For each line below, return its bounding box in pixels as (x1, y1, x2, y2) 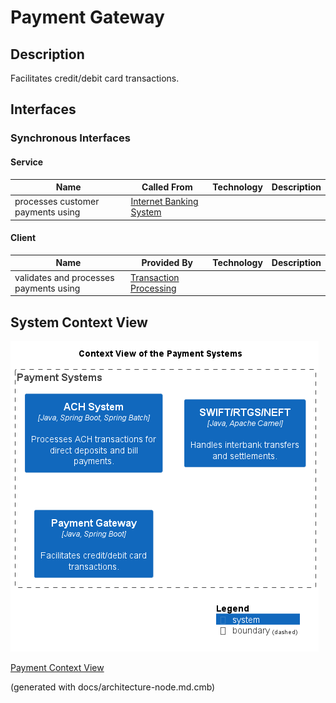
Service (10, 156, 44, 168)
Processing (130, 282, 177, 294)
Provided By (141, 257, 193, 269)
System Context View (10, 314, 148, 331)
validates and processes (14, 271, 115, 283)
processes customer (14, 196, 100, 208)
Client (10, 232, 37, 244)
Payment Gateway (10, 6, 165, 29)
